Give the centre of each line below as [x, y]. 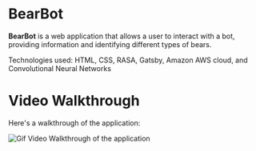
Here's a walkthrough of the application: [74, 123]
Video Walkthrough [74, 101]
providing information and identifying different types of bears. [110, 44]
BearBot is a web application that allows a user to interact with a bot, [122, 36]
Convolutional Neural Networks [60, 68]
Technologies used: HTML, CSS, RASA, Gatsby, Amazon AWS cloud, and [128, 60]
